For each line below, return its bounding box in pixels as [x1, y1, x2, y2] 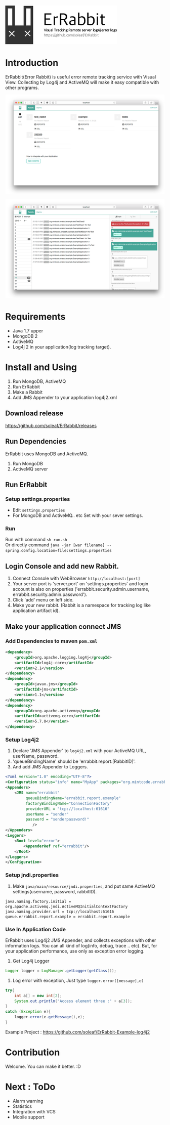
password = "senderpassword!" [25, 817, 90, 822]
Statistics [12, 1103, 32, 1109]
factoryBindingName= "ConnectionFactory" [25, 801, 112, 806]
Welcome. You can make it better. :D [5, 1063, 81, 1069]
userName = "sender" [25, 811, 69, 817]
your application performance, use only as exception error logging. [5, 948, 145, 954]
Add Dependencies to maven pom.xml [5, 637, 98, 644]
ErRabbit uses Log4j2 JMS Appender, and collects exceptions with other [5, 937, 156, 943]
